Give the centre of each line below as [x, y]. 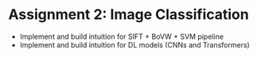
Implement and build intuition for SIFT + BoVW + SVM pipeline [122, 36]
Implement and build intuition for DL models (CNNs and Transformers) [135, 44]
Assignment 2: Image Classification [128, 15]
